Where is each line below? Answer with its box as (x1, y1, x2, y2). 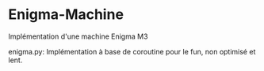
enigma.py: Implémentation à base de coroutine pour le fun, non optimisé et (8, 47, 256, 56)
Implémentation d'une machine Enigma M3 (8, 32, 148, 41)
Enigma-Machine (8, 6, 124, 24)
